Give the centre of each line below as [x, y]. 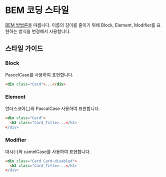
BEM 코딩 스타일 [37, 10]
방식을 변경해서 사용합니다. [44, 31]
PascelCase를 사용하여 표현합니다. [39, 74]
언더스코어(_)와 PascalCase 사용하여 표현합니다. [52, 108]
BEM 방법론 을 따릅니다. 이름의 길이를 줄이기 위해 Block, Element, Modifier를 [80, 25]
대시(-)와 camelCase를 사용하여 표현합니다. [48, 151]
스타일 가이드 [24, 49]
